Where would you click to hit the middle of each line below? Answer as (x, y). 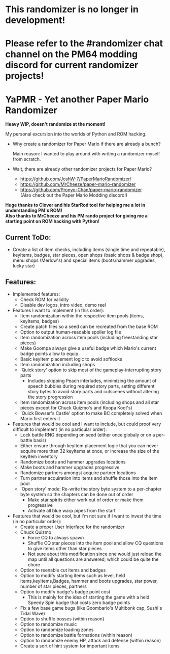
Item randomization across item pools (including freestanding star (89, 337)
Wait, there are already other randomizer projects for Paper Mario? (82, 169)
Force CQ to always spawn (56, 537)
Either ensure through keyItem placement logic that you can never (89, 445)
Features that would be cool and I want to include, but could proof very (87, 424)
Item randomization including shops (58, 364)
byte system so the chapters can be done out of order (77, 494)
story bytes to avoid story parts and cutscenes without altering (93, 391)
